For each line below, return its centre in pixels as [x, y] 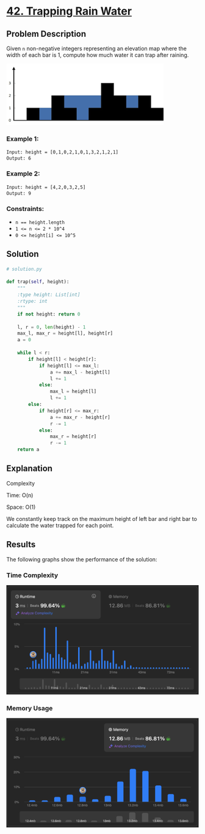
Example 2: [23, 174]
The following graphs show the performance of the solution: [82, 559]
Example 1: [23, 139]
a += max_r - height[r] [80, 417]
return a [28, 450]
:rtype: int [32, 301]
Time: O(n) [20, 495]
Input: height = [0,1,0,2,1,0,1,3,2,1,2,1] [63, 152]
